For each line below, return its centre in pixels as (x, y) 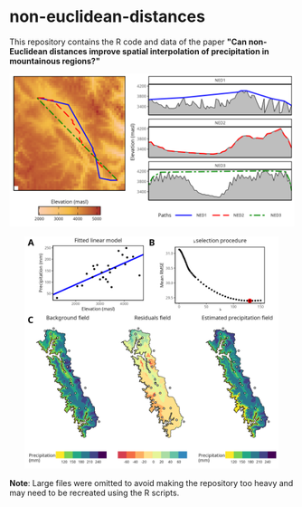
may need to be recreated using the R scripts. (94, 493)
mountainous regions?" (55, 61)
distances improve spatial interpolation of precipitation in (159, 51)
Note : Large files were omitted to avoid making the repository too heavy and (151, 483)
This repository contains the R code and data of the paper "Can (128, 42)
